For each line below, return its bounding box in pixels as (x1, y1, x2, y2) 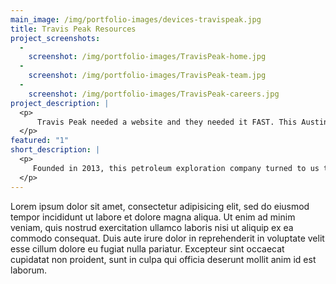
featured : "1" (10, 136, 70, 146)
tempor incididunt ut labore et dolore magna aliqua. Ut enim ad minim (10, 211, 296, 223)
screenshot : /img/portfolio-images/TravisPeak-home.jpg (28, 52, 267, 62)
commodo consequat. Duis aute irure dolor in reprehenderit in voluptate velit (10, 232, 325, 244)
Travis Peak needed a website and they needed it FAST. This (36, 117, 298, 127)
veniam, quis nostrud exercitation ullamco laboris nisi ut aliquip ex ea (10, 221, 294, 233)
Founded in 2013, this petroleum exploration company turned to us (32, 163, 320, 173)
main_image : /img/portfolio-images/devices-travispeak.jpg (10, 14, 262, 25)
